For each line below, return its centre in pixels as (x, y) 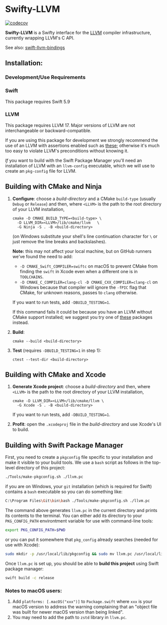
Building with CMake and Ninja (53, 187)
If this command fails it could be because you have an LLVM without (82, 312)
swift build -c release (30, 578)
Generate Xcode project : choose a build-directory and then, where (81, 387)
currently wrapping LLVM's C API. (40, 38)
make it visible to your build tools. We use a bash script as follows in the (78, 463)
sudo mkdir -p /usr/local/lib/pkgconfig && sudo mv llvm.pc (69, 554)
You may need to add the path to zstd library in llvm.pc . (69, 617)
